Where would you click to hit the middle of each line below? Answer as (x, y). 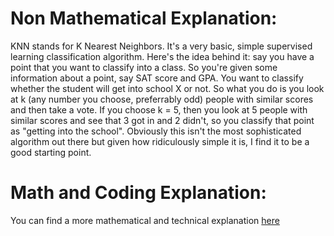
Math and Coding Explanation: (138, 193)
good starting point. (51, 152)
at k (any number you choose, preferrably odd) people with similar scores (162, 99)
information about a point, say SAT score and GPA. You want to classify (157, 78)
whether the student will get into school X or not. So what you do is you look (167, 88)
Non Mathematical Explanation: (144, 18)
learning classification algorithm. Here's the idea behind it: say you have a (162, 56)
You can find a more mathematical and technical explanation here (145, 220)
